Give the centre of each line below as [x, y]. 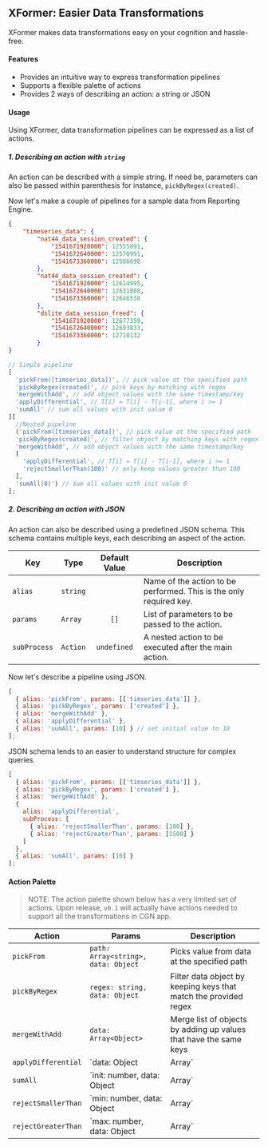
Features [23, 59]
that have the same [206, 1040]
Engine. [21, 209]
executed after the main [188, 647]
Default [114, 557]
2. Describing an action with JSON [67, 509]
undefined [114, 647]
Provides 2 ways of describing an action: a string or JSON [115, 94]
